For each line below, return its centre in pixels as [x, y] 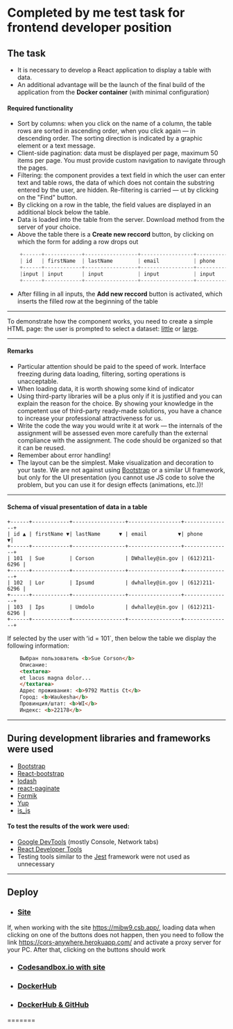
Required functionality [40, 108]
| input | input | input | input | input [118, 274]
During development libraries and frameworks [109, 739]
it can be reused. [41, 447]
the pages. [33, 168]
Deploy [23, 892]
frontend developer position [89, 27]
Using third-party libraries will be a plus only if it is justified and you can [120, 396]
